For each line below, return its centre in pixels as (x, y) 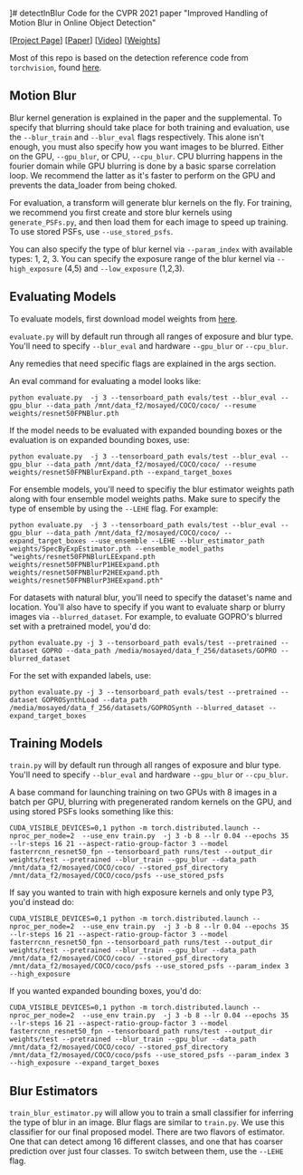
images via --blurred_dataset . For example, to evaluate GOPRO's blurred (146, 616)
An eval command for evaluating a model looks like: (105, 380)
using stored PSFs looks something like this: (91, 812)
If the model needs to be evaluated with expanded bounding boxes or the (146, 430)
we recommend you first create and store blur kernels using (121, 212)
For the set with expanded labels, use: (80, 675)
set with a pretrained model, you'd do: (80, 626)
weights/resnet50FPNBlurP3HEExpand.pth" (87, 580)
